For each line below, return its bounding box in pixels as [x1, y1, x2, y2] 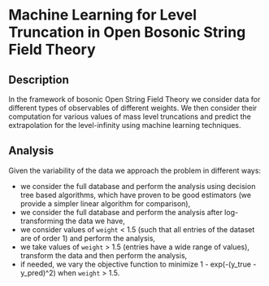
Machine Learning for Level [8, 6, 197, 24]
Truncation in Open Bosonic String [8, 23, 246, 42]
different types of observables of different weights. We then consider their [8, 103, 258, 112]
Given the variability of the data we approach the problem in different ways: [8, 165, 262, 175]
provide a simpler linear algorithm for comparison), [20, 198, 191, 209]
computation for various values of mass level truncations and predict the [8, 112, 252, 121]
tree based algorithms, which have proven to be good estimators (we [20, 190, 252, 200]
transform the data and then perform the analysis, [20, 250, 188, 260]
